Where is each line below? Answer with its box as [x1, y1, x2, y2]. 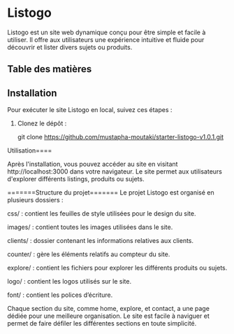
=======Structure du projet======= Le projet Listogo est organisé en [7, 188, 214, 197]
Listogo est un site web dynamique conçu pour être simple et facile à [7, 28, 206, 36]
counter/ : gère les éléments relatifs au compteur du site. [7, 250, 170, 258]
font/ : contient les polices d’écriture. [7, 291, 113, 299]
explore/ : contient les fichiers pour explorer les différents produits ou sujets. [7, 264, 228, 272]
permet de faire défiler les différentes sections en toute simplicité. [7, 319, 197, 328]
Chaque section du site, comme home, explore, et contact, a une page [7, 305, 210, 313]
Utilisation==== [7, 146, 52, 155]
